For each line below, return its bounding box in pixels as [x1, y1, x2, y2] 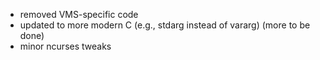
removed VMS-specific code [19, 9, 139, 20]
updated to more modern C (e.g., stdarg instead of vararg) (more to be [19, 19, 311, 31]
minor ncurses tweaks [19, 40, 112, 52]
